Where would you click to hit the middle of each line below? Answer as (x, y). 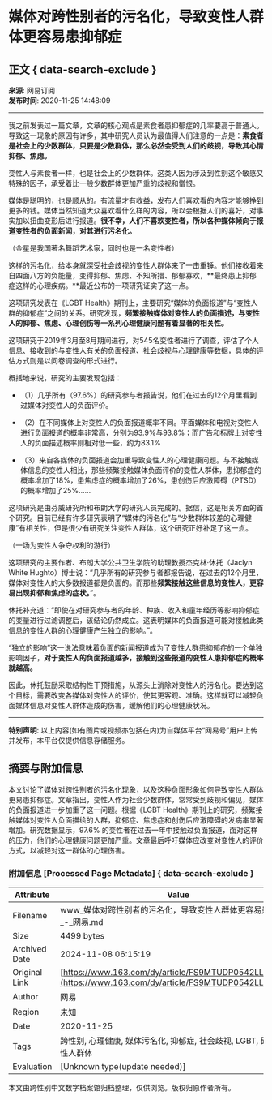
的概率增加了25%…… (55, 490)
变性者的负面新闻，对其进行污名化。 (75, 231)
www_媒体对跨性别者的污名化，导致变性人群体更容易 (161, 910)
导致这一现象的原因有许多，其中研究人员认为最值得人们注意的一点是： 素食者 (136, 135)
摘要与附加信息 (46, 769)
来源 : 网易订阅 (32, 90)
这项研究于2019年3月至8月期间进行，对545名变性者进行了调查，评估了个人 (134, 340)
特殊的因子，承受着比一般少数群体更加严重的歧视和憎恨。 (104, 183)
